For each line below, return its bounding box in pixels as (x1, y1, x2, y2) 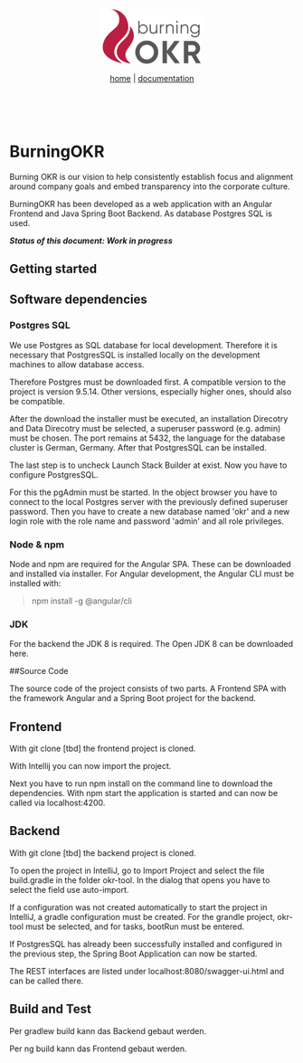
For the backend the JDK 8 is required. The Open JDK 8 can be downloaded (9, 639, 294, 650)
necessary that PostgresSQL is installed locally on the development (9, 349, 260, 360)
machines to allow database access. (9, 358, 145, 370)
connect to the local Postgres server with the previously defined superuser (9, 496, 289, 507)
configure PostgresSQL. (9, 469, 99, 479)
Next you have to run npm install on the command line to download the (9, 778, 273, 789)
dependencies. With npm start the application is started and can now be (9, 788, 279, 799)
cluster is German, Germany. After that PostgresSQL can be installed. (9, 441, 267, 452)
